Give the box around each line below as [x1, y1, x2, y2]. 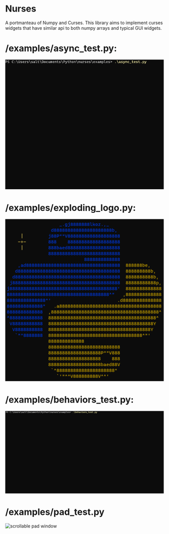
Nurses [5, 3, 37, 15]
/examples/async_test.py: [5, 43, 117, 54]
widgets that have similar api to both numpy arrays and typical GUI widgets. [5, 25, 162, 31]
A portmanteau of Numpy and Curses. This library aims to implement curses [5, 20, 163, 26]
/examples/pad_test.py [5, 506, 105, 518]
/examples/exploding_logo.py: [5, 202, 136, 214]
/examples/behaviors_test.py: [5, 394, 134, 406]
